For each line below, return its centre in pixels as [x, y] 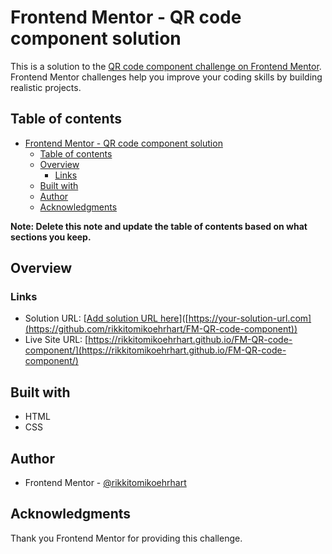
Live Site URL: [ [56, 340]
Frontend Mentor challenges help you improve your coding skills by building [166, 77]
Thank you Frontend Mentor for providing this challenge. [126, 538]
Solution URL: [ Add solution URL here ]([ [106, 318]
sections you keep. [51, 237]
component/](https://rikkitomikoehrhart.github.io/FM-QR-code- [155, 350]
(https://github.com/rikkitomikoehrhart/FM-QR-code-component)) [161, 329]
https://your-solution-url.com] [250, 318]
